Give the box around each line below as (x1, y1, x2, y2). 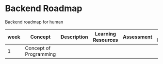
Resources (93, 36, 118, 43)
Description (60, 33, 88, 40)
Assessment (123, 33, 153, 40)
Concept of (25, 45, 51, 51)
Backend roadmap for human (5, 19, 64, 25)
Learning (95, 30, 116, 37)
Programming (25, 50, 56, 57)
